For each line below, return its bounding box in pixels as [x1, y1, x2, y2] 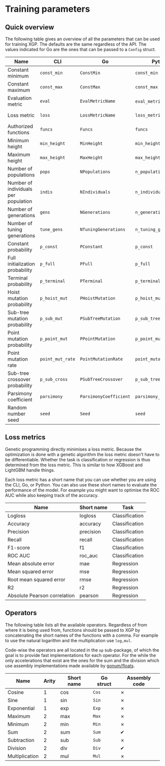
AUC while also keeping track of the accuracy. [5, 492, 99, 498]
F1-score [7, 544, 30, 551]
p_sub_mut [40, 316, 63, 321]
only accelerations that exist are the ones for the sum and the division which [5, 657, 160, 663]
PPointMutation [80, 336, 115, 341]
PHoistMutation [80, 296, 115, 301]
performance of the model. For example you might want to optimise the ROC [5, 487, 160, 493]
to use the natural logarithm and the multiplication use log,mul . [5, 637, 132, 643]
